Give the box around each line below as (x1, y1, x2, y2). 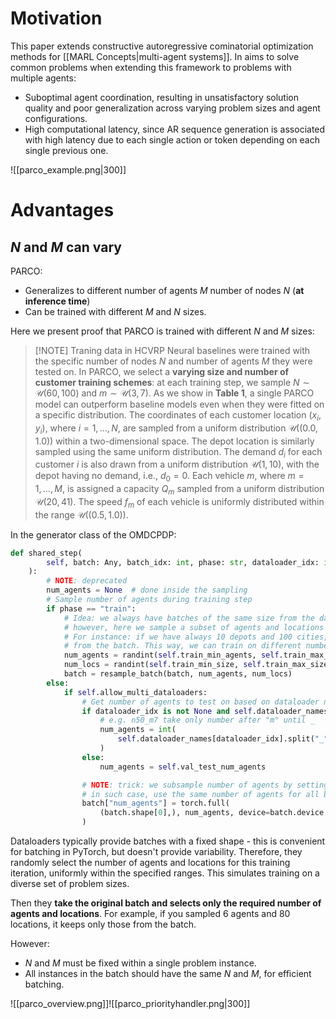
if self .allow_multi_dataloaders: (63, 687, 208, 697)
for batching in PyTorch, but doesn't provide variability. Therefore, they (10, 846, 303, 858)
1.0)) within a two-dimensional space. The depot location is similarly (34, 435, 315, 447)
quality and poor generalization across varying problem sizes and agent (24, 102, 321, 114)
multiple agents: (10, 72, 77, 84)
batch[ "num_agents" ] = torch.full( (81, 798, 230, 809)
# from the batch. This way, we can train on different (63, 641, 302, 651)
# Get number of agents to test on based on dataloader (81, 697, 320, 707)
